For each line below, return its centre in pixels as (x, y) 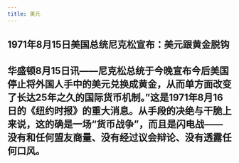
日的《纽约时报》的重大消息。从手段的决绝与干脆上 (119, 111)
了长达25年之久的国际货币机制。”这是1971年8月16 (115, 98)
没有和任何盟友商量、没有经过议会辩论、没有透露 (115, 138)
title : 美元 (24, 14)
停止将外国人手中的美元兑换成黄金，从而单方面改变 (119, 84)
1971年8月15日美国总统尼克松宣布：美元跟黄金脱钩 (118, 44)
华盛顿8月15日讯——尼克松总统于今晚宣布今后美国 (118, 71)
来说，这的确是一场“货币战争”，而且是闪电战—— (115, 124)
